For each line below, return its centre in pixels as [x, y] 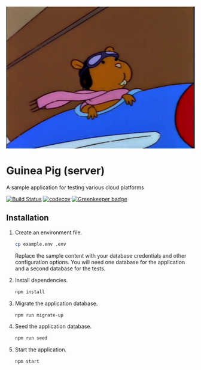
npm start [27, 362]
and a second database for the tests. [60, 268]
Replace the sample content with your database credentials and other [100, 255]
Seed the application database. [53, 326]
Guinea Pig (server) [56, 171]
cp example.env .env [40, 244]
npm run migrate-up [39, 315]
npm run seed [31, 338]
